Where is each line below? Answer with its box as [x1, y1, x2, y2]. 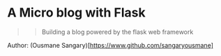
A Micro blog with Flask [7, 5, 146, 21]
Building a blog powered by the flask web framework [41, 28, 194, 36]
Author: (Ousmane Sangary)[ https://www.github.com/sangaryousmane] [7, 41, 214, 49]
